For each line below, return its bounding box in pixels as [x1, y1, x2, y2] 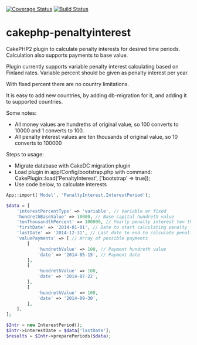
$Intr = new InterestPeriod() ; [6, 322, 83, 328]
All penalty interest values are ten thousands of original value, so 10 [14, 133, 178, 140]
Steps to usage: [6, 151, 44, 158]
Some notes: [6, 109, 37, 117]
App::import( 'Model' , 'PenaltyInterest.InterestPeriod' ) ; [6, 192, 151, 198]
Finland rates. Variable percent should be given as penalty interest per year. [6, 69, 189, 76]
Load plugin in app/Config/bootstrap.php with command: [14, 168, 152, 175]
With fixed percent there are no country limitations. [6, 80, 129, 87]
